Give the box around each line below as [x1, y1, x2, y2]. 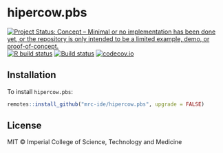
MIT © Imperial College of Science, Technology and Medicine [7, 138, 182, 146]
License [7, 120, 42, 132]
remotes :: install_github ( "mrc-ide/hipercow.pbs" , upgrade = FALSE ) [7, 101, 205, 108]
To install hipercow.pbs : [7, 87, 74, 95]
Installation [7, 69, 56, 81]
